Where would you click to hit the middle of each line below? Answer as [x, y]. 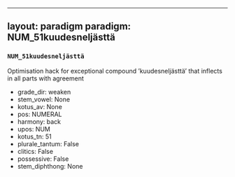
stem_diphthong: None [50, 166]
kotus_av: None [40, 106]
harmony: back [39, 121]
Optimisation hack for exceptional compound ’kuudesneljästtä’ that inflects [115, 71]
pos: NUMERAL [40, 114]
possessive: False [43, 159]
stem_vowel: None [44, 99]
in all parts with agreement [45, 78]
